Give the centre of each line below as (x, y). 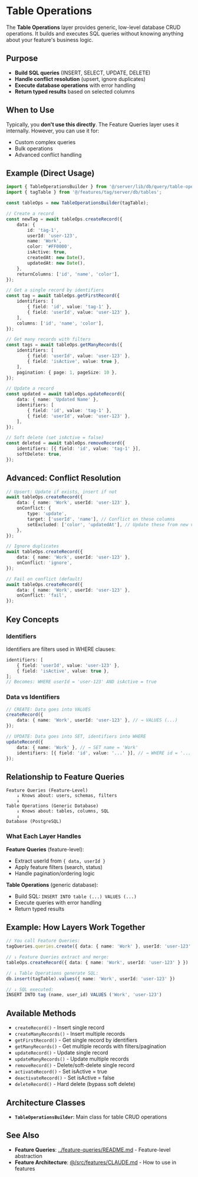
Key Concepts (32, 619)
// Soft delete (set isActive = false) (55, 438)
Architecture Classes (46, 1103)
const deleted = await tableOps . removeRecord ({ (66, 443)
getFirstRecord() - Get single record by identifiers (76, 1040)
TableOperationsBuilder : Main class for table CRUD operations (91, 1117)
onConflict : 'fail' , (42, 595)
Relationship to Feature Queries (65, 776)
